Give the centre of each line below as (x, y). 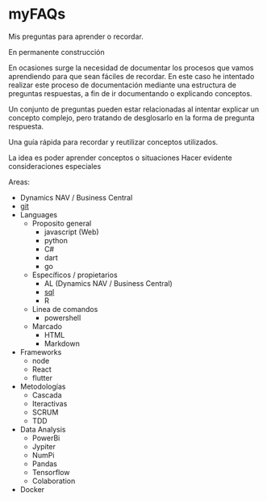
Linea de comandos (65, 309)
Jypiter (44, 446)
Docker (32, 489)
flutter (42, 377)
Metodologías (43, 386)
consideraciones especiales (55, 166)
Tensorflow (51, 472)
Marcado (47, 326)
